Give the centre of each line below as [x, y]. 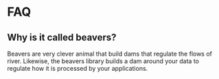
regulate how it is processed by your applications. [78, 68]
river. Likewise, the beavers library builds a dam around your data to [103, 61]
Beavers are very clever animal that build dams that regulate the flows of [110, 54]
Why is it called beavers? [62, 37]
